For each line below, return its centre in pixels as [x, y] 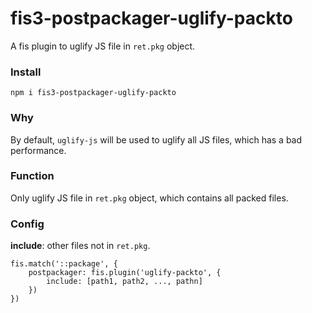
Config [27, 224]
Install [26, 72]
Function [32, 176]
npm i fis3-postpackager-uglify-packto [93, 93]
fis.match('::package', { [64, 264]
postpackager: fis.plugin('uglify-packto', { [125, 273]
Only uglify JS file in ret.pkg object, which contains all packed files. [149, 198]
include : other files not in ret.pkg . [80, 246]
